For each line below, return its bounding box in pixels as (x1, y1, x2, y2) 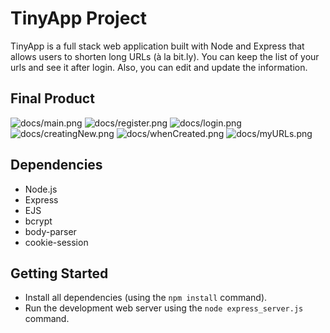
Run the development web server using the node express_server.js (24, 302, 304, 314)
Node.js (24, 183, 58, 195)
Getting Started (10, 265, 109, 282)
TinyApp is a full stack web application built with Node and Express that (10, 40, 305, 52)
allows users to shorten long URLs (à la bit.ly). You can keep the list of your (10, 50, 320, 62)
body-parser (24, 225, 77, 237)
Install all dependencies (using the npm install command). (24, 292, 268, 304)
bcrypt (24, 215, 53, 227)
